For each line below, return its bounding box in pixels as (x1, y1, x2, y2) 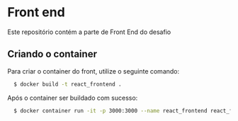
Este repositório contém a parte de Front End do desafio (7, 28, 171, 36)
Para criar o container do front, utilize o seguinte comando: (7, 67, 180, 75)
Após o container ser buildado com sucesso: (7, 93, 138, 102)
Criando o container (7, 48, 98, 60)
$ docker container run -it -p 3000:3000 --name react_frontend (13, 107, 208, 114)
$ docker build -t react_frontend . (13, 81, 122, 88)
